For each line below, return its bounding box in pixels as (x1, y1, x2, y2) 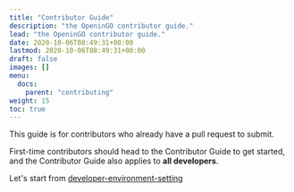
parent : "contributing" (25, 88, 114, 96)
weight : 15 (9, 96, 50, 105)
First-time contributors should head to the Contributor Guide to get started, (9, 146, 286, 157)
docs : (17, 79, 38, 88)
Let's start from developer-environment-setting (9, 173, 183, 184)
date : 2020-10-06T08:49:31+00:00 (9, 38, 134, 47)
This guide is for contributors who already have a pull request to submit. (9, 129, 274, 139)
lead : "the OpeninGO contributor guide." (9, 29, 166, 38)
